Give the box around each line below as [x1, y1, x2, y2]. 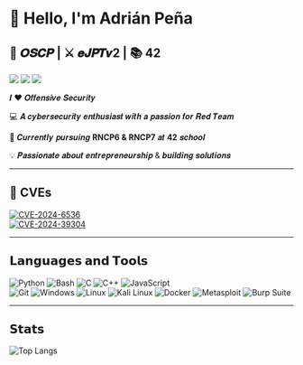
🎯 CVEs [9, 185, 52, 201]
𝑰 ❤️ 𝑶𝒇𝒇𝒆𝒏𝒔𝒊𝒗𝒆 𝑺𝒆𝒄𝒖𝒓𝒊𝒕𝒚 [9, 92, 96, 103]
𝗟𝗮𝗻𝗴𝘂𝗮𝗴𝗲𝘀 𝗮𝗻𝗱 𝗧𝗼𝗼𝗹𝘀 [9, 253, 149, 269]
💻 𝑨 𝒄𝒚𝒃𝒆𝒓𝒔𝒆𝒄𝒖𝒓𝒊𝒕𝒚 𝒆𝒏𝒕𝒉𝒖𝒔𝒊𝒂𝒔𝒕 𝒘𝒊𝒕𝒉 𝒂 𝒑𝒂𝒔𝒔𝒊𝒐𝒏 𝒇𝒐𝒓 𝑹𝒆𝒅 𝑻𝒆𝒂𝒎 [9, 111, 234, 121]
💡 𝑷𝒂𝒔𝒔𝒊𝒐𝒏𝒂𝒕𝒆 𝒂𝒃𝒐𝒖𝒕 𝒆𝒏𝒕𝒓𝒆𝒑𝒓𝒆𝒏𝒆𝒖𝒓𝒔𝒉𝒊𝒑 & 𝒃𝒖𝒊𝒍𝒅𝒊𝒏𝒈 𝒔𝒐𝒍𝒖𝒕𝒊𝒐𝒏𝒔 [9, 150, 232, 161]
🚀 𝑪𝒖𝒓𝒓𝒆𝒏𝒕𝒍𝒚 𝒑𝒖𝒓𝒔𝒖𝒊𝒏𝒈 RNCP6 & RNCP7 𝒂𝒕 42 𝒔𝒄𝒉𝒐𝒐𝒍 [9, 132, 206, 143]
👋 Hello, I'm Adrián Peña [9, 8, 194, 29]
